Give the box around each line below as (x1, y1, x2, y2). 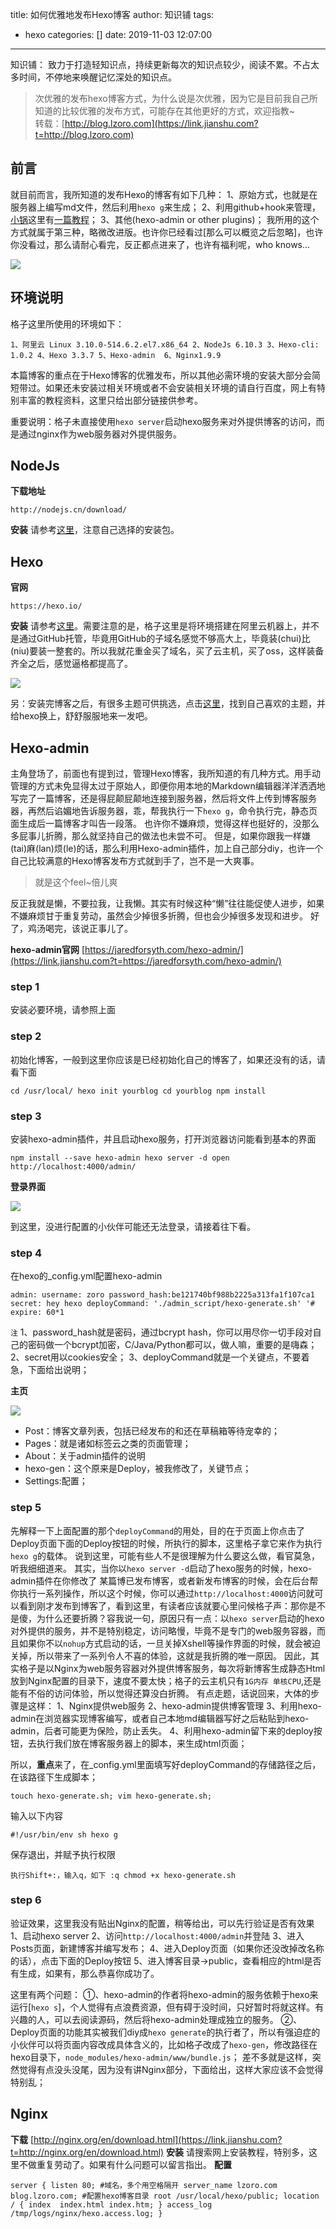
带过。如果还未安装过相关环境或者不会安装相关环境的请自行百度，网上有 (18, 381, 317, 393)
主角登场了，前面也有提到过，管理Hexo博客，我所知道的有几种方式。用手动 (10, 768, 321, 780)
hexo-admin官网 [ (10, 944, 86, 956)
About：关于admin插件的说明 (24, 1450, 146, 1462)
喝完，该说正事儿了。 (44, 923, 133, 935)
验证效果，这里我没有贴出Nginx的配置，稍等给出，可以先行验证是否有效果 (10, 1917, 315, 1929)
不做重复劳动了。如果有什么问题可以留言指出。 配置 (18, 2158, 232, 2170)
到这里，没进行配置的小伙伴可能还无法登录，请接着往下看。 (10, 1220, 256, 1232)
